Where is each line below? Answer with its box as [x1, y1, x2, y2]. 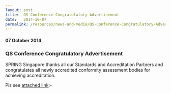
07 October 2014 [5, 37, 42, 43]
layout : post [5, 7, 33, 13]
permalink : [5, 21, 28, 27]
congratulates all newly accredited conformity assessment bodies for [5, 67, 151, 73]
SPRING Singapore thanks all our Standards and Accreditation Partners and [5, 61, 163, 68]
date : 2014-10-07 [5, 17, 47, 22]
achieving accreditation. [5, 72, 56, 79]
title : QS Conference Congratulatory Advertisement [5, 12, 120, 17]
